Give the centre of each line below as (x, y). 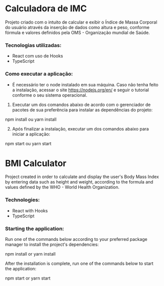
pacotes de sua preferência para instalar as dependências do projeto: (82, 110)
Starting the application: (35, 229)
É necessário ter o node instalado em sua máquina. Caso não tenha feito (85, 84)
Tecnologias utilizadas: (33, 45)
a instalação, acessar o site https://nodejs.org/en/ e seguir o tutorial (81, 90)
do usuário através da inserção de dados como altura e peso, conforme (77, 27)
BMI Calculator (36, 163)
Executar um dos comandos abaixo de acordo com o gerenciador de (81, 104)
